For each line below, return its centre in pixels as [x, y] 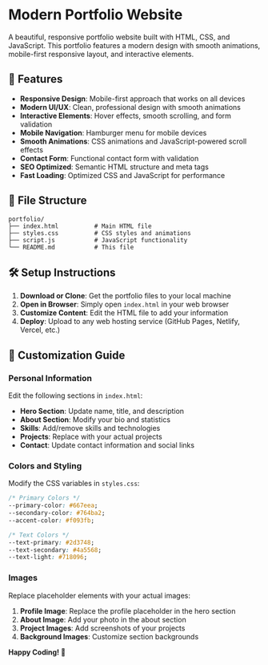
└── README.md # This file [71, 247]
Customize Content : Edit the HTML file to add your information [124, 313]
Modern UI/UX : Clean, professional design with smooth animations [130, 107]
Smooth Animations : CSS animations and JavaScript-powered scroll [133, 141]
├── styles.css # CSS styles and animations [100, 233]
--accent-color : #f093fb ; [51, 520]
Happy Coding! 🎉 [37, 652]
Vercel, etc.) [40, 330]
